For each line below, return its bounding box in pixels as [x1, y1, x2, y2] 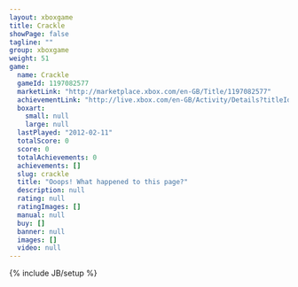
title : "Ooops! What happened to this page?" [17, 178, 189, 187]
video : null [17, 244, 62, 252]
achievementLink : [17, 95, 82, 105]
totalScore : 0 [17, 136, 69, 145]
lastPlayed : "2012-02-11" [17, 128, 114, 137]
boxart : [17, 104, 46, 112]
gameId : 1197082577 [17, 79, 90, 88]
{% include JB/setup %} [9, 268, 98, 279]
